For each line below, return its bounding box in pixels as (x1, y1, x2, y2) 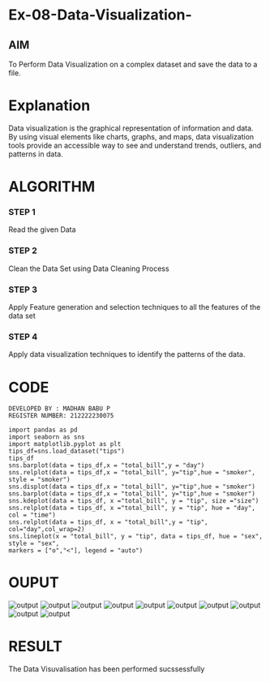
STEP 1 (8, 207, 36, 218)
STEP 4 (8, 331, 38, 342)
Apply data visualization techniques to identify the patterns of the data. (8, 350, 246, 359)
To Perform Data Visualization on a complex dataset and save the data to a (8, 59, 258, 69)
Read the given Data (8, 225, 76, 234)
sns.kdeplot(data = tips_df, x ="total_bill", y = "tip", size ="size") (8, 497, 259, 505)
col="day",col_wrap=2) (8, 525, 85, 534)
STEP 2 (8, 245, 38, 256)
